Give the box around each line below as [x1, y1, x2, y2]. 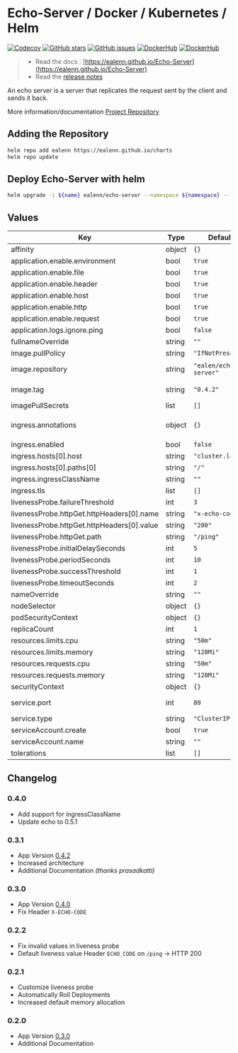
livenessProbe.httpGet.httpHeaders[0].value [11, 520, 159, 530]
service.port [11, 698, 52, 707]
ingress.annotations [11, 420, 76, 430]
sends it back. [7, 94, 48, 102]
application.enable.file [11, 268, 85, 277]
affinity [11, 245, 34, 254]
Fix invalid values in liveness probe [17, 942, 120, 950]
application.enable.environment [11, 256, 116, 265]
